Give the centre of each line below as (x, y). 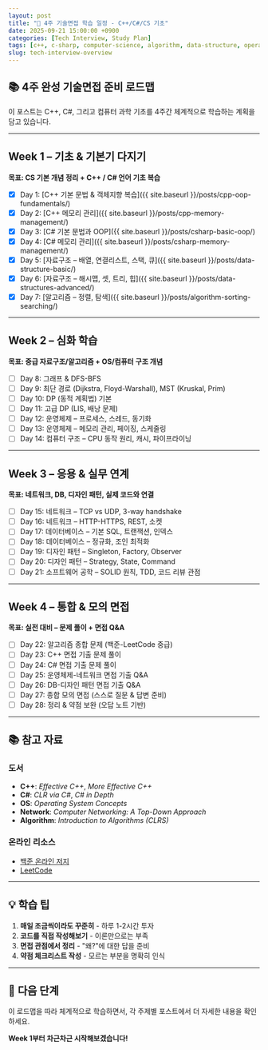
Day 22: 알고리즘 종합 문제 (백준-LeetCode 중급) (96, 645)
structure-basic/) (48, 269)
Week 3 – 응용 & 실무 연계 (69, 474)
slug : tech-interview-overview (60, 53)
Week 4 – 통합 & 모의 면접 (69, 607)
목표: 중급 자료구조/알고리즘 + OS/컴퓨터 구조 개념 (86, 361)
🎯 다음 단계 (34, 991)
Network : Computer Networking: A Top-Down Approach (113, 812)
